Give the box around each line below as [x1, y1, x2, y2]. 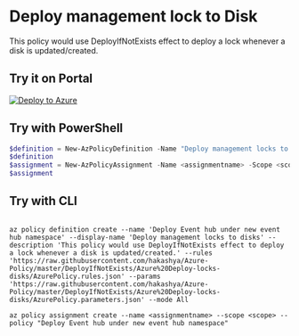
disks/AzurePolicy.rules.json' [9, 272, 125, 281]
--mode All [148, 295, 190, 304]
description [9, 241, 53, 250]
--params [128, 272, 162, 281]
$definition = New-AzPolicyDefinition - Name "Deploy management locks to [9, 144, 289, 153]
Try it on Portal [9, 71, 93, 86]
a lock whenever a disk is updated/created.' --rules [9, 248, 214, 258]
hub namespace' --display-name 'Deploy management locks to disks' [9, 233, 265, 242]
